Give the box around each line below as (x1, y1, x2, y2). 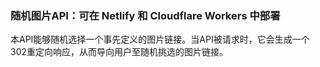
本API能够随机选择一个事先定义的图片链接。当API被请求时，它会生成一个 (10, 33, 310, 46)
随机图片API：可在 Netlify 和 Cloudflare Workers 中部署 (10, 8, 281, 22)
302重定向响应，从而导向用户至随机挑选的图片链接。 (10, 46, 229, 58)
